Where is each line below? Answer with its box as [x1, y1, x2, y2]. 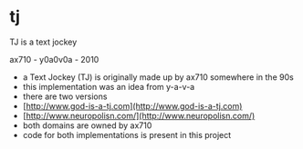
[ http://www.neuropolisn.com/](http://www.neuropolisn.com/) [22, 110, 256, 121]
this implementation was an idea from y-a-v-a [22, 81, 195, 92]
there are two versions [22, 91, 108, 102]
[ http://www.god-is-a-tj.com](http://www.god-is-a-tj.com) [22, 100, 243, 111]
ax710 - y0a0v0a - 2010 [9, 54, 99, 65]
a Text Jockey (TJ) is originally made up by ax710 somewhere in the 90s [22, 71, 294, 83]
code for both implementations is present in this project [22, 129, 232, 140]
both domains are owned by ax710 [22, 120, 152, 131]
